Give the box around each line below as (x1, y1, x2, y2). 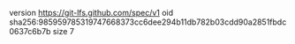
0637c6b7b (9, 26, 51, 36)
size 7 (52, 26, 75, 36)
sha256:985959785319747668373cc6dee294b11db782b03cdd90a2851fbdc (9, 17, 287, 27)
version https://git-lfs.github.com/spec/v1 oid (9, 8, 174, 18)
